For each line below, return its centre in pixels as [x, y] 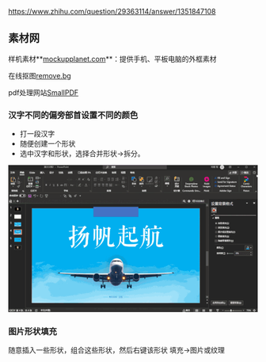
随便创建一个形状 [47, 144]
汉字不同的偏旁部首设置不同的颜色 [73, 115]
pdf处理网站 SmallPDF [44, 92]
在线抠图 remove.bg [40, 75]
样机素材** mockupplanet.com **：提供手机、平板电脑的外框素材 [112, 59]
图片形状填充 [33, 332]
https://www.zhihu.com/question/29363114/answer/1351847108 [112, 11]
